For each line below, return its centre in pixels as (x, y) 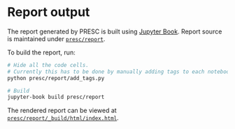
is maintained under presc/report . (56, 38)
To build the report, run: (41, 52)
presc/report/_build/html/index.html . (63, 118)
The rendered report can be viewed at (62, 111)
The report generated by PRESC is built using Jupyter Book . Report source (115, 31)
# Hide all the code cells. (48, 65)
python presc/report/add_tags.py (56, 78)
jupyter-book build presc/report (56, 97)
